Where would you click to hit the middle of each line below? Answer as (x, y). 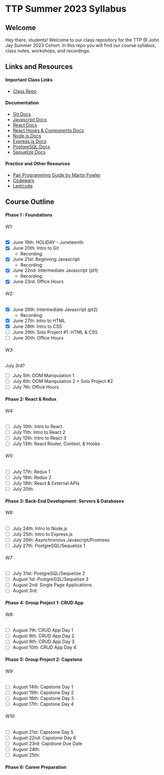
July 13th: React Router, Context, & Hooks (56, 444)
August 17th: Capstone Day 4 (43, 704)
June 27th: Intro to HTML (39, 320)
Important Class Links (29, 80)
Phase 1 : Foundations (29, 215)
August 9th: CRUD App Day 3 (44, 642)
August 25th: (26, 755)
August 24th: (26, 749)
